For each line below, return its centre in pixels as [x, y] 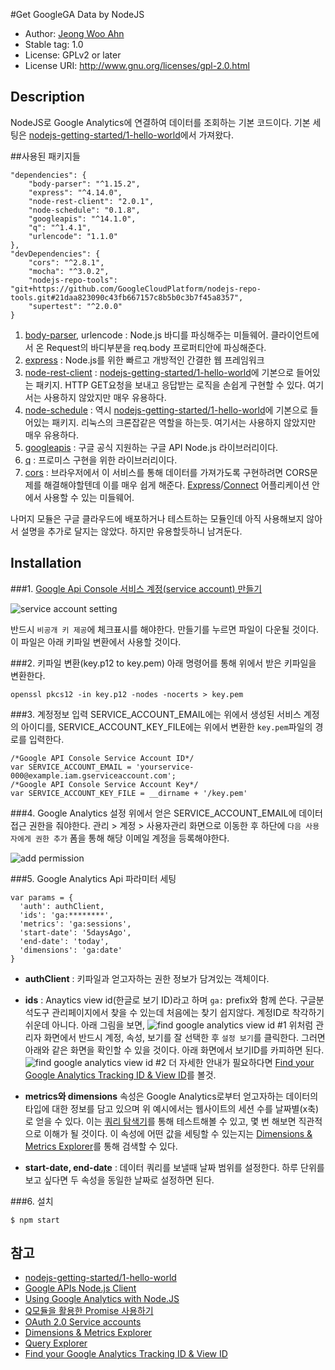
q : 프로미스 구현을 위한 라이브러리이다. [101, 460]
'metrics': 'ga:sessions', [75, 924]
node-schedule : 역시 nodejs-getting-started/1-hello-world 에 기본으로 [166, 410]
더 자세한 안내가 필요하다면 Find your [241, 1062]
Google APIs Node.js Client [80, 1288]
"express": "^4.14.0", [75, 192]
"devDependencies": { [55, 254]
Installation [46, 563]
